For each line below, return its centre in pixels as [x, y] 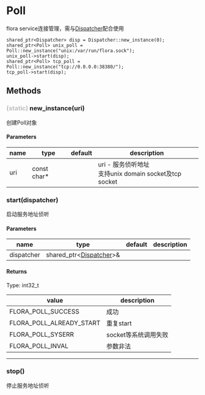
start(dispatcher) [32, 200]
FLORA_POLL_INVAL [39, 345]
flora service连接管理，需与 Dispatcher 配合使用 [65, 28]
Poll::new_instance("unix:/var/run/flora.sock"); [71, 51]
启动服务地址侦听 [28, 214]
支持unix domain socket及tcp [140, 173]
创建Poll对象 [22, 122]
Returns [17, 271]
